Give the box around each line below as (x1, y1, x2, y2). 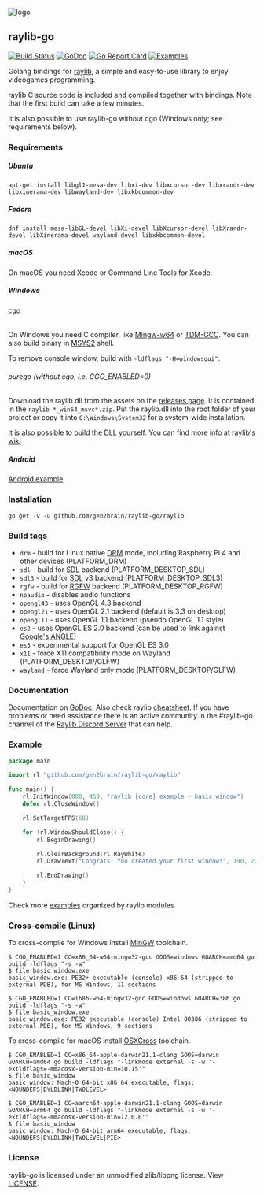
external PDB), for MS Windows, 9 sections (8, 1022, 153, 1030)
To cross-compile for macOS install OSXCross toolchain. (8, 1036, 191, 1045)
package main (8, 757, 51, 765)
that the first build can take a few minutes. (8, 98, 145, 108)
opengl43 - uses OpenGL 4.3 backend (19, 598, 141, 607)
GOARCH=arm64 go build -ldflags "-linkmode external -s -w (8, 1107, 206, 1115)
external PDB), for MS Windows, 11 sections (8, 981, 156, 989)
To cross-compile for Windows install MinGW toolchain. (8, 938, 189, 948)
